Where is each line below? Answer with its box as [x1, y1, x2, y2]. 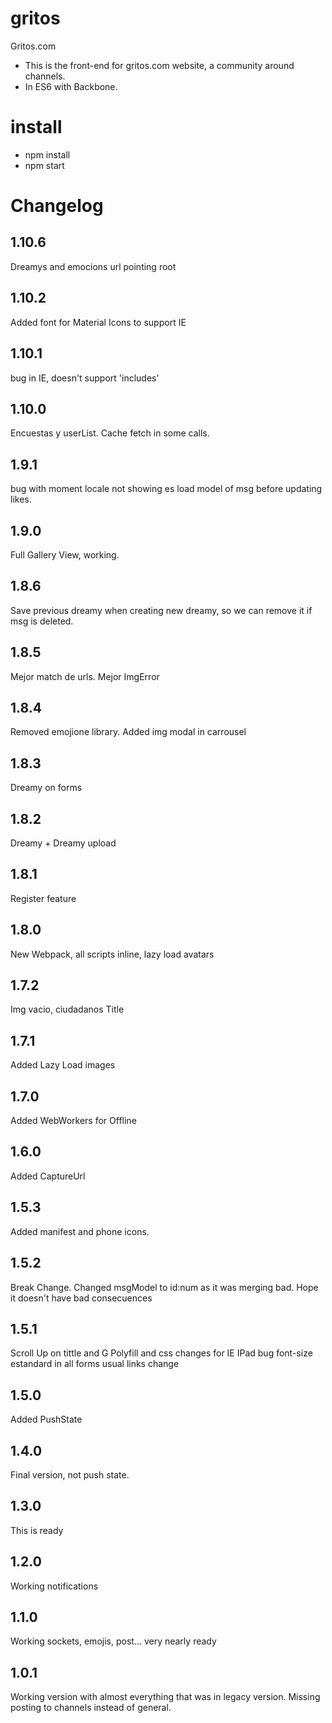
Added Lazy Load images [10, 1059, 116, 1071]
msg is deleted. [10, 615, 74, 627]
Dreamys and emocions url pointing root [10, 260, 177, 272]
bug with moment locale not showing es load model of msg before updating [10, 483, 323, 495]
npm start [24, 159, 65, 171]
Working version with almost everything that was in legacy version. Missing [10, 1691, 321, 1703]
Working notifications [10, 1580, 99, 1592]
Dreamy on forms [10, 782, 83, 794]
